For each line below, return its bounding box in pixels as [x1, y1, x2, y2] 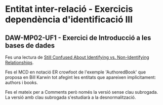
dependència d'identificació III [5, 14, 133, 25]
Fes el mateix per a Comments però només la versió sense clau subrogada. [5, 89, 158, 95]
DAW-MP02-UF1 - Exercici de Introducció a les [5, 34, 152, 42]
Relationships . [5, 60, 34, 65]
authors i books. [5, 80, 38, 85]
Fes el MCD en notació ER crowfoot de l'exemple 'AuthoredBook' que [5, 69, 146, 75]
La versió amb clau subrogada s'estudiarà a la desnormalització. [5, 95, 136, 100]
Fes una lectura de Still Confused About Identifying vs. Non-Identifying [5, 54, 150, 60]
